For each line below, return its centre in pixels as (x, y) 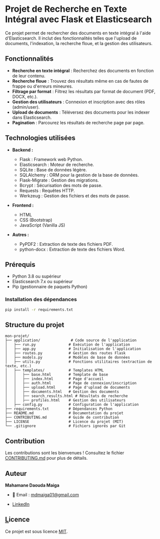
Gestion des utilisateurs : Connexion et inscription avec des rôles (79, 102)
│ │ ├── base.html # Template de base (57, 375)
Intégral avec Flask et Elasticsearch (79, 19)
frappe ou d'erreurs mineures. (43, 86)
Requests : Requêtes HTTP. (47, 190)
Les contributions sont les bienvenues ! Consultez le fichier (65, 453)
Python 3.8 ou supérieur (36, 276)
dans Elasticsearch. (32, 117)
